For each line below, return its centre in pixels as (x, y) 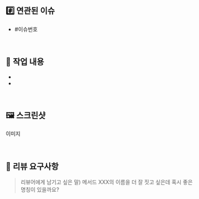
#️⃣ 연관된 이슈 (30, 11)
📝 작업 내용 (25, 62)
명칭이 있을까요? (40, 190)
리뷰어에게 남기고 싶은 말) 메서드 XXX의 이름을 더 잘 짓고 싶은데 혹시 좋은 (106, 182)
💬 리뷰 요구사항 (32, 166)
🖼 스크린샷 (26, 116)
